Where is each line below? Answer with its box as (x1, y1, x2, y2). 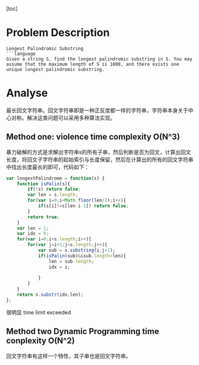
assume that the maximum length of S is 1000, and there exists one (6, 61, 179, 67)
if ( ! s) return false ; (27, 186, 81, 193)
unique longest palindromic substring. (6, 66, 105, 72)
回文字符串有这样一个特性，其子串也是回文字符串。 (6, 352, 131, 360)
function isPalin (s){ (17, 181, 70, 187)
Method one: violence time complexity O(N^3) (6, 132, 180, 142)
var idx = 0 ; (17, 231, 49, 237)
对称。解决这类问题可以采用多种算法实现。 (11, 114, 116, 121)
